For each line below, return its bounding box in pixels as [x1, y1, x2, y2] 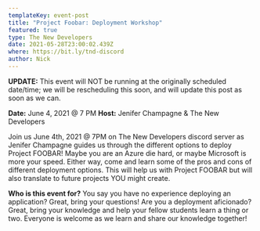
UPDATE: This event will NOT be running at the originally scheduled [8, 76, 227, 86]
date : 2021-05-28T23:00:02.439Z [8, 41, 114, 49]
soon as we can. [8, 93, 61, 103]
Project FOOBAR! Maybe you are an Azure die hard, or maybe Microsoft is [8, 148, 247, 157]
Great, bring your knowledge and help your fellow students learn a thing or [8, 205, 249, 215]
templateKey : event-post [8, 11, 89, 20]
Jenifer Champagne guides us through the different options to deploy [8, 140, 233, 150]
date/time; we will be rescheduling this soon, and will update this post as [8, 85, 243, 94]
